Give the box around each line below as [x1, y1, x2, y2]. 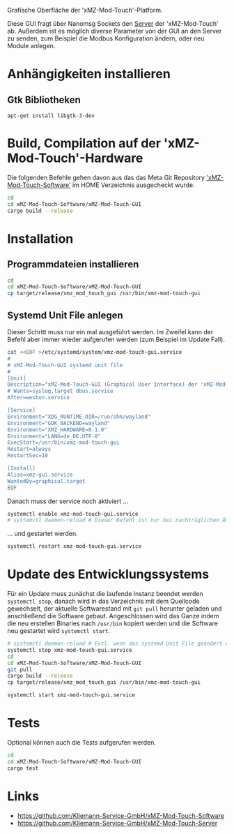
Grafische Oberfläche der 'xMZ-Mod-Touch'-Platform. [7, 6, 163, 14]
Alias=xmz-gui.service [7, 471, 73, 478]
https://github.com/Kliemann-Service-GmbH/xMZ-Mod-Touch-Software [17, 811, 225, 819]
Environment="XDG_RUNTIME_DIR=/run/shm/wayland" [7, 413, 151, 420]
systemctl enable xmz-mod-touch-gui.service [7, 510, 139, 517]
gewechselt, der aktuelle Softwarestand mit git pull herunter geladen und [7, 604, 222, 613]
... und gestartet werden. [7, 530, 78, 538]
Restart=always [7, 446, 52, 453]
